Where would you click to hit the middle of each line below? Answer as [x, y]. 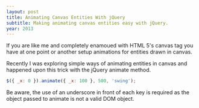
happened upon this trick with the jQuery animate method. [79, 70]
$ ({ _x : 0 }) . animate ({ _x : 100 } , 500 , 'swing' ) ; [71, 81]
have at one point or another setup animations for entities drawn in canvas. [99, 52]
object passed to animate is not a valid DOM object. [70, 99]
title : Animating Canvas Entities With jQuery [66, 17]
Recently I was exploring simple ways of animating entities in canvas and [97, 64]
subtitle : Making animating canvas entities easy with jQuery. [87, 23]
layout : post [23, 12]
